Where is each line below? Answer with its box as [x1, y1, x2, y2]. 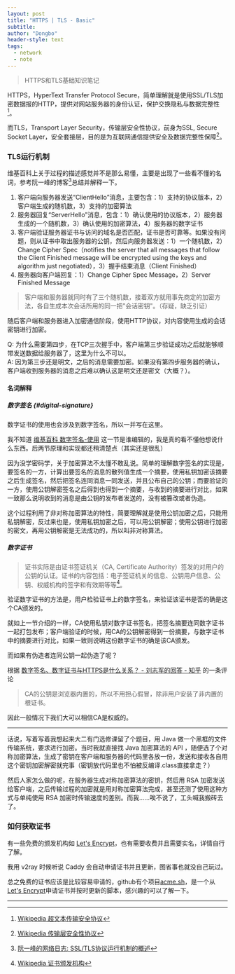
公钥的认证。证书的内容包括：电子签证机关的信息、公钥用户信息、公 [24, 571, 221, 579]
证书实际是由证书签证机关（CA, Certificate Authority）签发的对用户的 [24, 562, 225, 571]
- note [13, 56, 33, 63]
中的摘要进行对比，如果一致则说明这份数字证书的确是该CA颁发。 [7, 636, 194, 645]
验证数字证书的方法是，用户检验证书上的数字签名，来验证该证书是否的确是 [7, 595, 222, 603]
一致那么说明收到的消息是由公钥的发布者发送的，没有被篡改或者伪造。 [7, 493, 210, 502]
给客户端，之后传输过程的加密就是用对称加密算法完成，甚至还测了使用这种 [7, 785, 222, 793]
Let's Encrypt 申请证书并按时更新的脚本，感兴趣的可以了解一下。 [7, 886, 193, 894]
